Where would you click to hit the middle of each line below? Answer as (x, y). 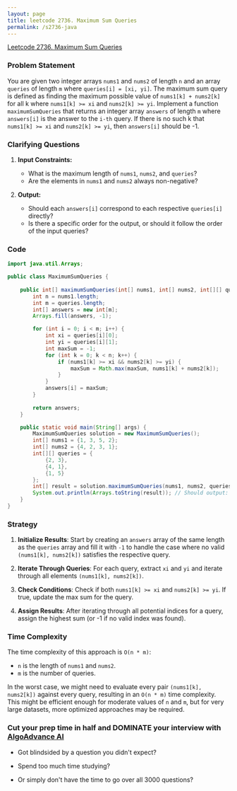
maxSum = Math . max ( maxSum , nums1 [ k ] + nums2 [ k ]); (145, 369)
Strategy (23, 524)
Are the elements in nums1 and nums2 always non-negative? (113, 180)
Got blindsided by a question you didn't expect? (87, 752)
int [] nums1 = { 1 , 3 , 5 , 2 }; (75, 440)
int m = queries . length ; (69, 303)
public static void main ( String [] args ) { (83, 427)
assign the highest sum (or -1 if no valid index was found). (102, 618)
